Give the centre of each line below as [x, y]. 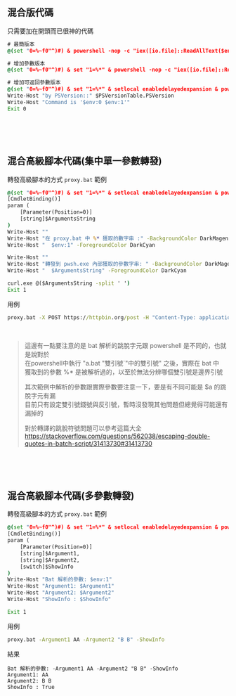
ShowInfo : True [31, 687]
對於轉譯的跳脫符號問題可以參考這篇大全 [83, 428]
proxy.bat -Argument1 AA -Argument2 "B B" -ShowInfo [86, 639]
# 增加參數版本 [26, 63]
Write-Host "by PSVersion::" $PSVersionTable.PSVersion [91, 96]
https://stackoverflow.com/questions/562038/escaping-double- [117, 436]
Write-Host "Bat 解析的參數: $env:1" [60, 580]
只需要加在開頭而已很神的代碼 [50, 31]
